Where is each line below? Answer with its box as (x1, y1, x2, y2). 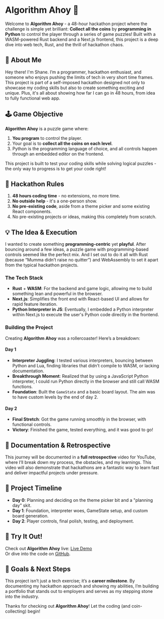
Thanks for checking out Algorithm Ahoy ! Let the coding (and (5, 603, 131, 609)
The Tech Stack (5, 274, 43, 281)
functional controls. (12, 422, 52, 427)
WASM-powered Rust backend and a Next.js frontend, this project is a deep (5, 36, 159, 42)
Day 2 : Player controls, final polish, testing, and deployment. (12, 518, 134, 524)
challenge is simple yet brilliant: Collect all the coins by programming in (5, 26, 151, 32)
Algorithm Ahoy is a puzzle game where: (5, 126, 89, 131)
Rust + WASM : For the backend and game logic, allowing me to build (12, 286, 152, 292)
